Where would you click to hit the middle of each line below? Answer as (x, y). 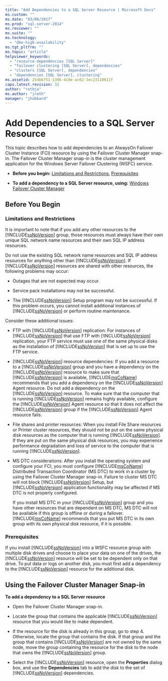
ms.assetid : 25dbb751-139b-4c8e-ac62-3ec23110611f (59, 80)
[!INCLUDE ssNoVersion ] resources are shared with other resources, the (79, 266)
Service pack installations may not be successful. (64, 290)
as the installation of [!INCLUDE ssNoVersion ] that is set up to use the (84, 346)
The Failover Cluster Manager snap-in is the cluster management (78, 158)
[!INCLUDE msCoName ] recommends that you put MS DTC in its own (83, 518)
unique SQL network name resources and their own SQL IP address (75, 240)
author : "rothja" (23, 89)
